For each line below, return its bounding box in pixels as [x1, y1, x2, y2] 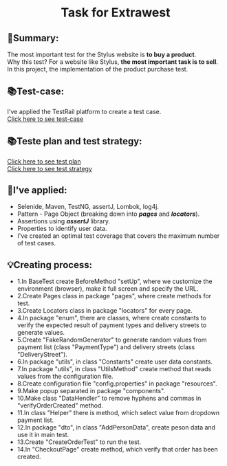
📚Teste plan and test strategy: [7, 135, 142, 147]
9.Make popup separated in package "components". [17, 387, 166, 395]
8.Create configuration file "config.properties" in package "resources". [17, 379, 217, 388]
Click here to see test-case [7, 115, 84, 123]
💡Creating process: [7, 259, 93, 271]
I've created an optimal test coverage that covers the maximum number [17, 232, 220, 240]
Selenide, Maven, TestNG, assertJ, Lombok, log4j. [17, 203, 160, 211]
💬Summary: [7, 32, 59, 44]
